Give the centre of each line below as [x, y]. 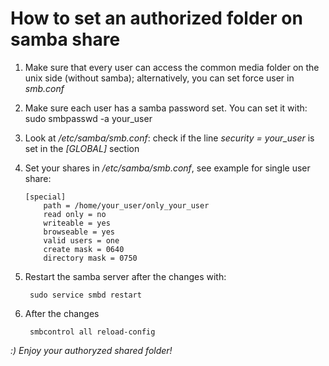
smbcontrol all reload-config [92, 332]
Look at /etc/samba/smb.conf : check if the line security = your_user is [169, 138]
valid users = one [81, 240]
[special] [45, 197]
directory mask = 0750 [90, 258]
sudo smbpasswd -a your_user [88, 118]
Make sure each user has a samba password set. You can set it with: [166, 108]
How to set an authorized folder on [156, 18]
